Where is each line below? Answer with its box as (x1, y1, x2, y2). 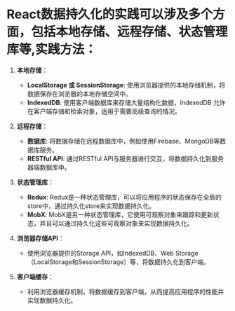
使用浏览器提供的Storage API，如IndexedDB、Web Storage (27, 249, 199, 257)
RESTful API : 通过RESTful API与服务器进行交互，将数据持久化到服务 (27, 154, 224, 163)
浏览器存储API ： (16, 234, 65, 242)
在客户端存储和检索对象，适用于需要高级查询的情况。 (27, 106, 182, 116)
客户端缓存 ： (16, 272, 54, 281)
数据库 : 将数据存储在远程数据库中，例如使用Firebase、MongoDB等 (27, 137, 220, 145)
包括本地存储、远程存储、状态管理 (31, 24, 229, 40)
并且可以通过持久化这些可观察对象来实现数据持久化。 (39, 219, 194, 228)
